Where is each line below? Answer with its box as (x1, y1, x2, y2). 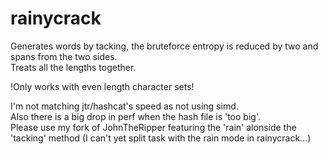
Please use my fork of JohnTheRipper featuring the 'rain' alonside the (10, 121, 297, 133)
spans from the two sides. (10, 50, 118, 62)
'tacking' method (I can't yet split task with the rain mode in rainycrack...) (10, 132, 312, 144)
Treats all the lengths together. (10, 61, 137, 73)
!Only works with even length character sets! (10, 80, 195, 92)
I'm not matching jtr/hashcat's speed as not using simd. (10, 100, 239, 112)
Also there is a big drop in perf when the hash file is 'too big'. (10, 110, 261, 122)
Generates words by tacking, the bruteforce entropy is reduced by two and (10, 40, 319, 52)
